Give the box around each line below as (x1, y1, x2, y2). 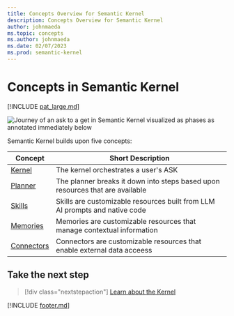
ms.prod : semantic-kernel (7, 50, 82, 57)
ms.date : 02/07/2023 (7, 43, 68, 50)
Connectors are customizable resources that (55, 236, 202, 246)
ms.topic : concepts (7, 29, 64, 37)
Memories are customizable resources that (55, 216, 196, 226)
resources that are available (55, 185, 147, 195)
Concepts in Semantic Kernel (7, 80, 180, 95)
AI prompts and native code (55, 205, 146, 215)
